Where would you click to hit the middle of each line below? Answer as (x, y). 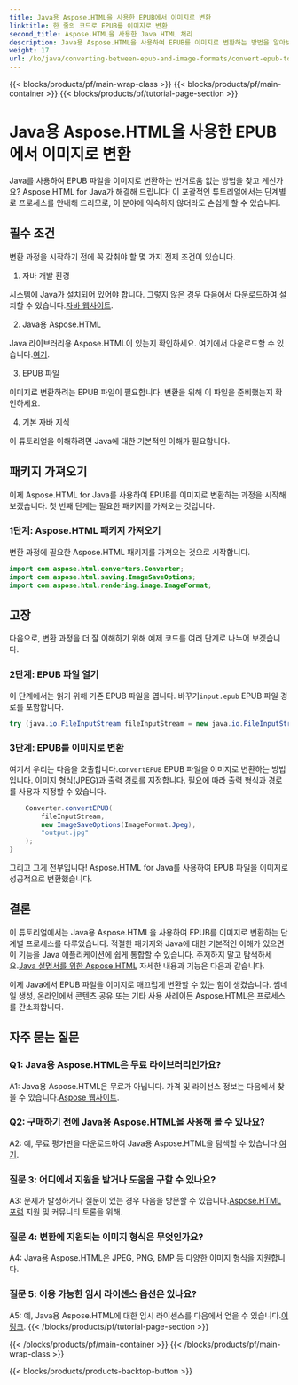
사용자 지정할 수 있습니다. (62, 791)
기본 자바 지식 (46, 422)
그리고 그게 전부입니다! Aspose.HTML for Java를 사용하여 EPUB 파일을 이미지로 (149, 868)
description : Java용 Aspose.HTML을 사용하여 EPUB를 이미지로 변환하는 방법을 (139, 42)
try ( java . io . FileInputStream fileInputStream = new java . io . (126, 724)
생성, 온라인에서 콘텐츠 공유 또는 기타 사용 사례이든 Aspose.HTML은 (137, 995)
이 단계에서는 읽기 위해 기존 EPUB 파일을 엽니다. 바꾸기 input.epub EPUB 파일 (144, 696)
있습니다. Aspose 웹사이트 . (74, 1097)
